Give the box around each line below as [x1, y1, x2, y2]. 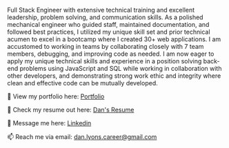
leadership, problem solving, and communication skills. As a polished [7, 13, 203, 21]
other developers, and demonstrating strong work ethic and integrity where [7, 72, 221, 80]
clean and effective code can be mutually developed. [7, 79, 158, 87]
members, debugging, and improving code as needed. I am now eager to [7, 50, 215, 58]
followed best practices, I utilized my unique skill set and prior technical [7, 28, 210, 36]
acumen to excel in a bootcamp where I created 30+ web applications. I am [7, 35, 221, 43]
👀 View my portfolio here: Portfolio [7, 92, 105, 101]
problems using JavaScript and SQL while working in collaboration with [19, 65, 222, 72]
